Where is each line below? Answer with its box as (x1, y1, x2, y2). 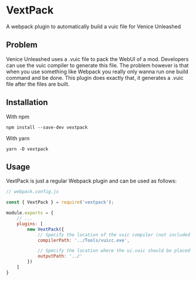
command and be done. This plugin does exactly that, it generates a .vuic (6, 74, 184, 81)
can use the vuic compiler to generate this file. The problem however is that (6, 62, 189, 69)
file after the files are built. (6, 80, 70, 87)
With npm (6, 113, 30, 120)
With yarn (6, 134, 30, 141)
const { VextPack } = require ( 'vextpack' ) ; (6, 199, 114, 205)
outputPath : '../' (37, 253, 83, 259)
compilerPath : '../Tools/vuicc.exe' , (37, 237, 130, 243)
